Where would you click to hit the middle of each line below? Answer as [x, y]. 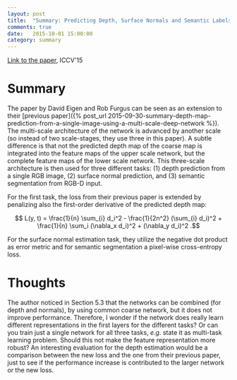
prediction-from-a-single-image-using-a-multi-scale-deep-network [106, 124]
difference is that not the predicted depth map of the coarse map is [105, 146]
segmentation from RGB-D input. [55, 184]
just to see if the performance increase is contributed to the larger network [116, 362]
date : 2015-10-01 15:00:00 [50, 34]
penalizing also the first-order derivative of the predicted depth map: [107, 205]
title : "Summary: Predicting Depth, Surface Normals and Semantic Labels [120, 20]
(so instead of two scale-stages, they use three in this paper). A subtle [110, 138]
